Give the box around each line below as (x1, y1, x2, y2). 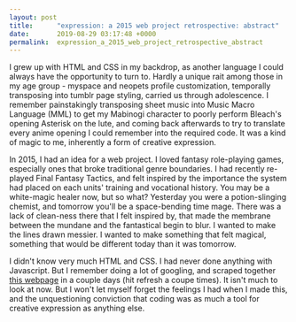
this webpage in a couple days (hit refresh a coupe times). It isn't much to (9, 275, 278, 286)
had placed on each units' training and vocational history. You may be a (9, 182, 270, 193)
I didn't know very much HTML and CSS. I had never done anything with (9, 256, 273, 266)
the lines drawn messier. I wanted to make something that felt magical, (9, 229, 267, 240)
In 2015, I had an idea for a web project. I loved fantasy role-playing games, (9, 154, 284, 165)
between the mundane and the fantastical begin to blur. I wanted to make (9, 220, 277, 231)
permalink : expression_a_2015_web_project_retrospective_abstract (9, 37, 264, 47)
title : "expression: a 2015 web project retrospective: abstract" (9, 21, 279, 30)
